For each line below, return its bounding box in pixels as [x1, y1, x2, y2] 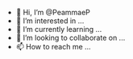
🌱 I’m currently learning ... [15, 25, 102, 33]
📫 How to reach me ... [15, 42, 91, 51]
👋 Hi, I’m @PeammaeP [15, 8, 91, 17]
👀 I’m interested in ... [15, 16, 85, 26]
